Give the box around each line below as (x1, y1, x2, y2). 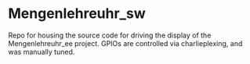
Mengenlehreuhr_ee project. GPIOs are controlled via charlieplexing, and (8, 38, 243, 48)
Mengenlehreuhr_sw (8, 5, 147, 23)
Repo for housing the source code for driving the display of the (8, 30, 212, 40)
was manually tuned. (8, 47, 75, 56)
